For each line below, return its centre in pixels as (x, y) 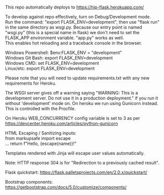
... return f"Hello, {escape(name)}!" (41, 144)
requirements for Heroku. (31, 83)
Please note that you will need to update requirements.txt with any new (77, 78)
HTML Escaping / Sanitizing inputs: (41, 133)
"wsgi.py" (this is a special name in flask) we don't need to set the (72, 32)
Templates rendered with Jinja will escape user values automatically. (75, 153)
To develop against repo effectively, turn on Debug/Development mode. (78, 17)
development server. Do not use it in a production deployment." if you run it (82, 98)
